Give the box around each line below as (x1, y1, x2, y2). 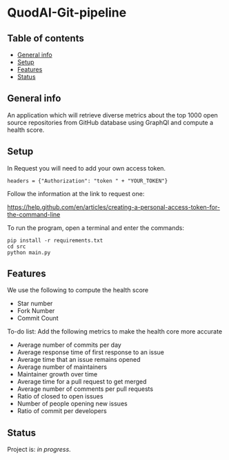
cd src (7, 243, 26, 250)
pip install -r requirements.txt (7, 237, 103, 244)
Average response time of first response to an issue (17, 348, 164, 356)
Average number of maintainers (17, 363, 108, 371)
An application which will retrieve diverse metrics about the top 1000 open (7, 111, 219, 119)
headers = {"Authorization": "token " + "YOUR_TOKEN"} (7, 178, 168, 184)
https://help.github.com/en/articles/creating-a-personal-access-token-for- (7, 202, 221, 211)
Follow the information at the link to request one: (7, 189, 145, 198)
